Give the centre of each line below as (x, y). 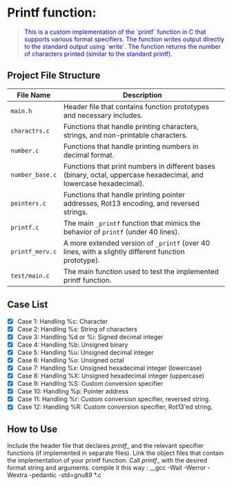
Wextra (17, 475)
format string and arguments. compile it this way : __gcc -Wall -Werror (107, 468)
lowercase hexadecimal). (104, 183)
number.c (25, 150)
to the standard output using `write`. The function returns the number (122, 46)
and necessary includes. (103, 115)
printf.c (25, 227)
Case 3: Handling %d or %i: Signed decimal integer (90, 337)
